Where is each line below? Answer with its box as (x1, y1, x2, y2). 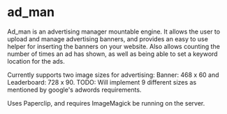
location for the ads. (7, 57, 65, 65)
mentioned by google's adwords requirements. (7, 85, 142, 94)
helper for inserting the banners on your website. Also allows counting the (7, 42, 220, 50)
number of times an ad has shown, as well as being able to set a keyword (7, 50, 218, 58)
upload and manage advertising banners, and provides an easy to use (7, 34, 208, 43)
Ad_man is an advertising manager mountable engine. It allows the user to (7, 27, 221, 36)
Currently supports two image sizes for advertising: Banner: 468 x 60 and (7, 71, 219, 79)
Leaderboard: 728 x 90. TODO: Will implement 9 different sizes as (7, 78, 197, 86)
